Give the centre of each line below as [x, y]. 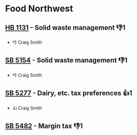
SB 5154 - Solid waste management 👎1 [66, 60]
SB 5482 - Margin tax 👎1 [44, 126]
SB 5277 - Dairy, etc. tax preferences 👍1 [69, 93]
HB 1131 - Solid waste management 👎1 [65, 28]
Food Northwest [39, 9]
